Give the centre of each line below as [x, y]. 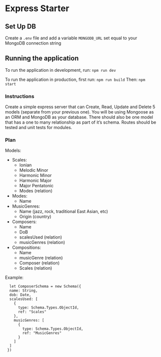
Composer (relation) [39, 263]
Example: [14, 277]
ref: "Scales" [32, 312]
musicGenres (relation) [42, 243]
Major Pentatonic [36, 186]
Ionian [25, 165]
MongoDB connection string [33, 43]
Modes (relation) [36, 191]
